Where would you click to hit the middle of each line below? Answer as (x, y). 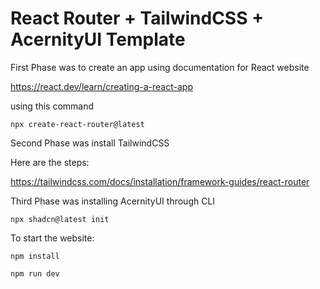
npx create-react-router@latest (77, 124)
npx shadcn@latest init (60, 219)
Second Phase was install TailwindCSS (90, 143)
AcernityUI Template (98, 39)
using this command (52, 106)
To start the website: (52, 238)
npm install (35, 256)
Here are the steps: (50, 162)
